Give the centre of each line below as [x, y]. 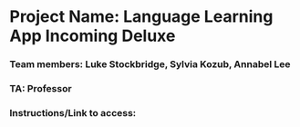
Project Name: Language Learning [141, 17]
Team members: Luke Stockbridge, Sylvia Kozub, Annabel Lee [150, 64]
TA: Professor [41, 89]
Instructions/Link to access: [73, 112]
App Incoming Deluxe [93, 36]
